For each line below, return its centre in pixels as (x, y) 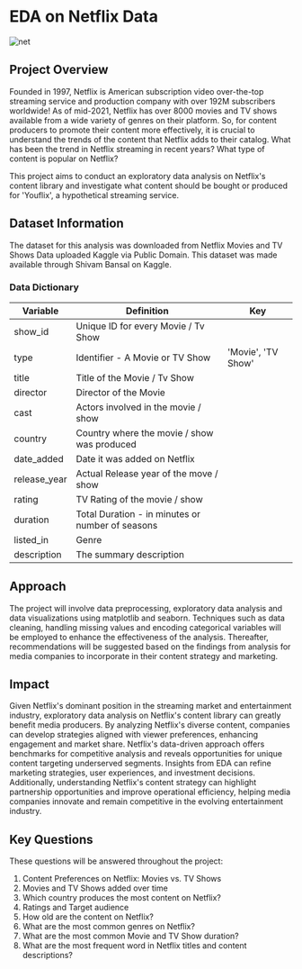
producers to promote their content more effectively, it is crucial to (132, 130)
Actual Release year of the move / (147, 473)
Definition (147, 311)
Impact (29, 685)
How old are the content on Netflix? (88, 917)
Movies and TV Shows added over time (95, 888)
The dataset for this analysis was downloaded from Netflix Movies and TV (146, 245)
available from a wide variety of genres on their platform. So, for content (143, 120)
